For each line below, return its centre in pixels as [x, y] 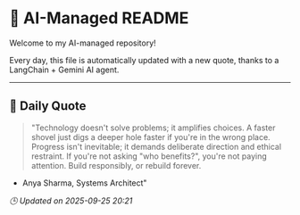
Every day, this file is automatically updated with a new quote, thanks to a [144, 60]
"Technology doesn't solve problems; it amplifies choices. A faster [153, 128]
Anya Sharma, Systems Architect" [84, 183]
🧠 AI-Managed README [99, 18]
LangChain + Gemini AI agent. [64, 70]
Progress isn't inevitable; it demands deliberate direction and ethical [156, 146]
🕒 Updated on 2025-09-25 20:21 [71, 201]
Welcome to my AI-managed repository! [83, 43]
